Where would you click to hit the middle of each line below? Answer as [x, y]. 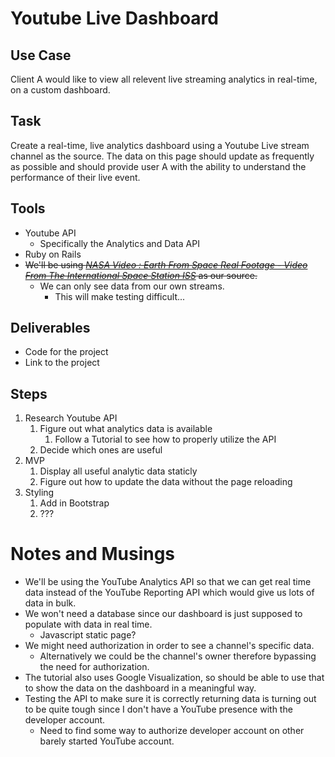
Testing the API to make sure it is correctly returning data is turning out [170, 699]
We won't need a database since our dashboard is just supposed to [163, 614]
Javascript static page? [88, 635]
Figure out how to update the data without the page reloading [166, 482]
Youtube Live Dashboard [114, 18]
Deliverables [50, 328]
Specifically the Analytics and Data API [119, 243]
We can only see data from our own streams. [132, 286]
